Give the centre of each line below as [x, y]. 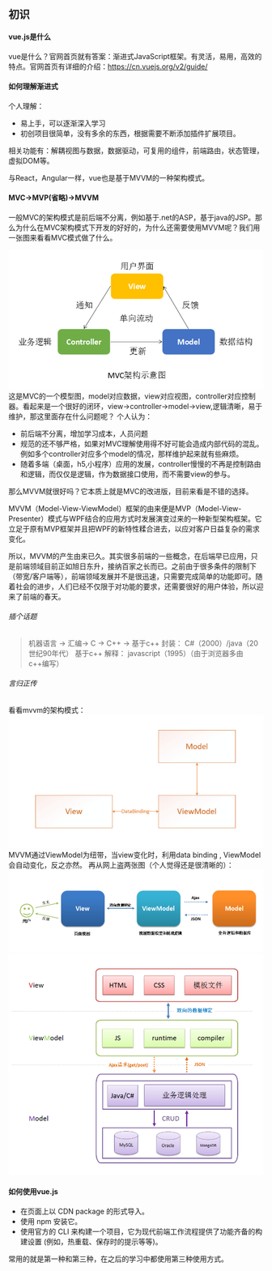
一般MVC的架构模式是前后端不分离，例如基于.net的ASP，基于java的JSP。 [132, 218]
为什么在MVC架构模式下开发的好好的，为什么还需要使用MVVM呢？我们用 [138, 228]
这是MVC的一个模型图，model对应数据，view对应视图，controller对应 [125, 396]
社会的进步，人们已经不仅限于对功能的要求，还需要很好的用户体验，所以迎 [139, 586]
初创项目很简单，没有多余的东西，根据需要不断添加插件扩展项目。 [130, 133]
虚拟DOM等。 [31, 160]
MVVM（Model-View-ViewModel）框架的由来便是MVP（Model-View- [125, 508]
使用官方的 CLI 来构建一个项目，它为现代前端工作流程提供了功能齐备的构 [141, 1231]
